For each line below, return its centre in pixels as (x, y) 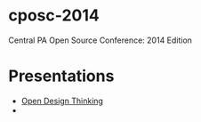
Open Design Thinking (62, 101)
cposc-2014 (54, 16)
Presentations (61, 76)
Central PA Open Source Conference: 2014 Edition (100, 40)
